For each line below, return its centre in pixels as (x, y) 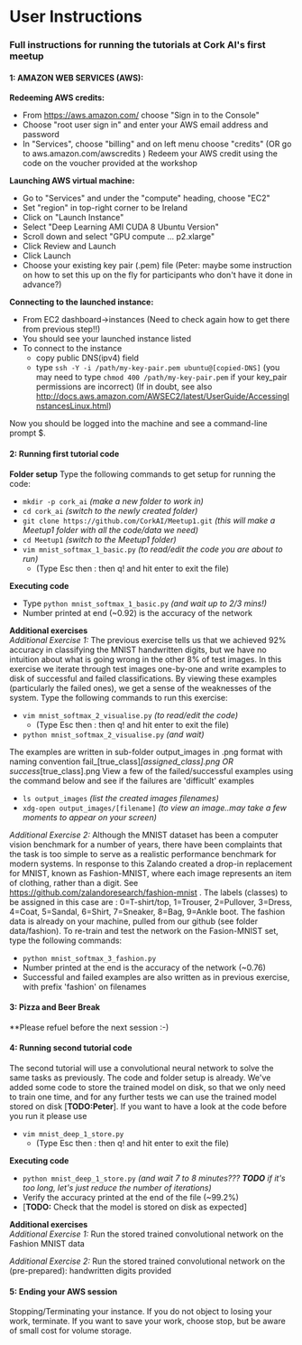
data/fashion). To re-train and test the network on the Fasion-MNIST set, (144, 930)
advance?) (42, 285)
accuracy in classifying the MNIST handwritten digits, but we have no (138, 649)
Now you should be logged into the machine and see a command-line (138, 424)
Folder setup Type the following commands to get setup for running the (143, 474)
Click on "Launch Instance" (73, 218)
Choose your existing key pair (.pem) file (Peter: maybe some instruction (157, 266)
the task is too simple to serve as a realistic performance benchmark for (143, 854)
